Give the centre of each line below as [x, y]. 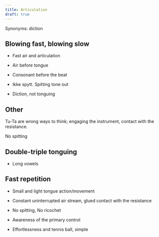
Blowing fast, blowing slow [47, 44]
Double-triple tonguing [41, 152]
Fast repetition [28, 179]
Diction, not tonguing [34, 94]
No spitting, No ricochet [37, 210]
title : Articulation [26, 10]
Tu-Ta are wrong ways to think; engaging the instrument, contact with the [80, 121]
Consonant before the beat [40, 75]
